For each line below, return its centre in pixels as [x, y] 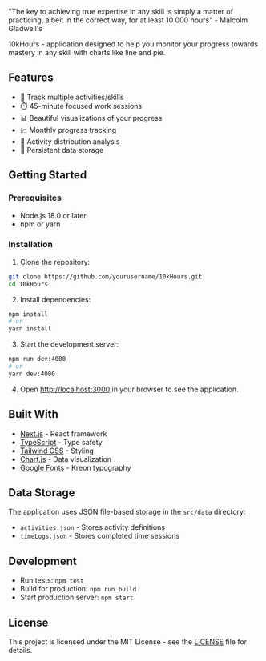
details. [20, 651]
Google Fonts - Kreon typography [75, 467]
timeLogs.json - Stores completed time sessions [100, 536]
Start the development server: [69, 344]
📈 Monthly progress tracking [68, 130]
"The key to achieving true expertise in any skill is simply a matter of [121, 12]
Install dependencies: [55, 299]
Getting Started [48, 175]
